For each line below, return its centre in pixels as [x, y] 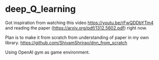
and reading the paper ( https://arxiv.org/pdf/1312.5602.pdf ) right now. [76, 28]
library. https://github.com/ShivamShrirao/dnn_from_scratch [66, 42]
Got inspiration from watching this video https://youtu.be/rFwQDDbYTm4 [79, 23]
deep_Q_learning [40, 9]
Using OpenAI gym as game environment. [48, 52]
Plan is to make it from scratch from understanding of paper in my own [77, 37]
